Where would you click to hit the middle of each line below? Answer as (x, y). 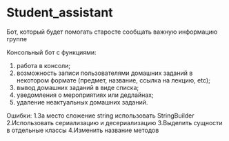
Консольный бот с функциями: (52, 52)
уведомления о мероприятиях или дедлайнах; (85, 95)
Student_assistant (60, 13)
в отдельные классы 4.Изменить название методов (83, 130)
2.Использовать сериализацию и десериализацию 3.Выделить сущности (114, 122)
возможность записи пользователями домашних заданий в (104, 73)
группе (17, 39)
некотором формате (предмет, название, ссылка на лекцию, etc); (113, 80)
